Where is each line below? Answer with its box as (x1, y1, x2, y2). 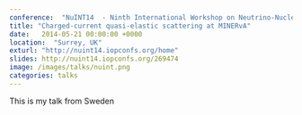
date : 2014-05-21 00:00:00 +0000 (9, 29, 143, 38)
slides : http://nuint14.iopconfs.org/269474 (9, 54, 179, 63)
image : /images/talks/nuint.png (9, 63, 130, 72)
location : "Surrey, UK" (9, 37, 102, 47)
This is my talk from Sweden (9, 95, 115, 106)
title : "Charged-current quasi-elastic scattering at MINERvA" (9, 21, 252, 30)
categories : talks (9, 71, 78, 80)
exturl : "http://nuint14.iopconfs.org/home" (9, 46, 179, 55)
